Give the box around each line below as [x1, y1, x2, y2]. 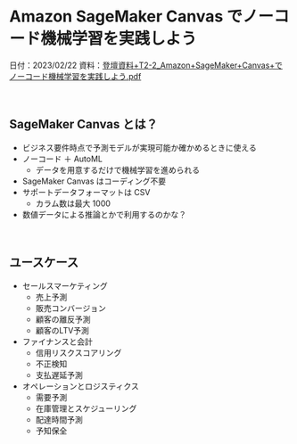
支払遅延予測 [35, 369, 83, 380]
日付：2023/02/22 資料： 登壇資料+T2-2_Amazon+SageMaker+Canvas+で [9, 60, 284, 70]
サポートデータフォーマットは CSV [21, 186, 151, 197]
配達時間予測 [35, 414, 83, 424]
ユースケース [9, 255, 78, 270]
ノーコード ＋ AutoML [21, 153, 103, 164]
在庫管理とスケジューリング [35, 403, 137, 414]
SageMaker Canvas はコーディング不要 [21, 176, 167, 186]
